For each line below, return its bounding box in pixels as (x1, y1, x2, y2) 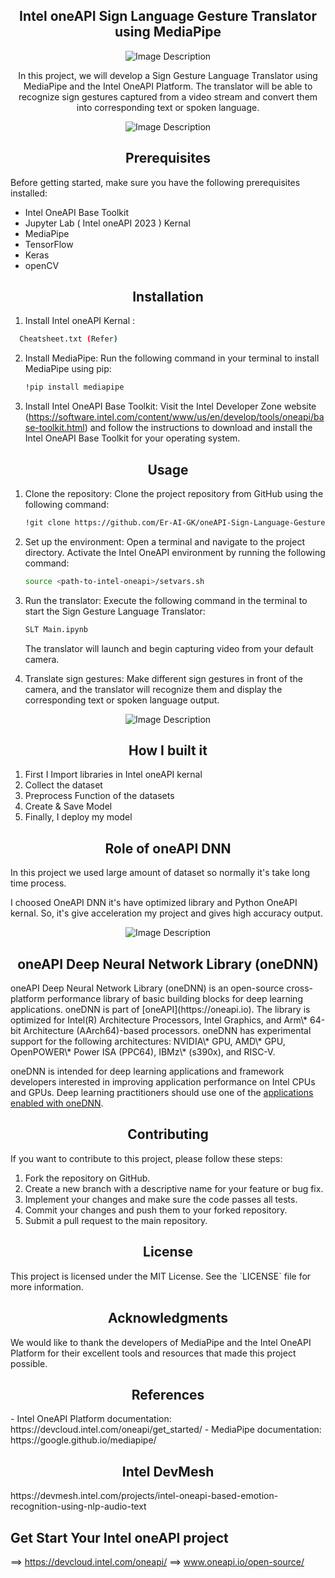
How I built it (128, 742, 208, 759)
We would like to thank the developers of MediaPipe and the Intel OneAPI (10, 1336, 312, 1348)
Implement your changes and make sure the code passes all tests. (24, 1193, 298, 1205)
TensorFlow (24, 238, 74, 250)
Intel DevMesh (121, 1463, 215, 1480)
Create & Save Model (24, 800, 113, 813)
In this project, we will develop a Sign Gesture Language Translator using (18, 69, 318, 81)
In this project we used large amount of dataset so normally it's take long (10, 867, 311, 879)
